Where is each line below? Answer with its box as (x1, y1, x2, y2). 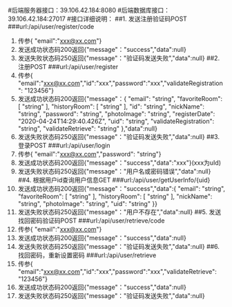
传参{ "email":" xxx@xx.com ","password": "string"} (17, 150, 162, 158)
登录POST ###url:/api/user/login (17, 141, 110, 149)
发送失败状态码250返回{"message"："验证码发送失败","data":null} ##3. (17, 133, 220, 140)
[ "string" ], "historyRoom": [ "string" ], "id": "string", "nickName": (17, 102, 204, 111)
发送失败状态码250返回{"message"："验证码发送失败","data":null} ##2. (17, 54, 220, 62)
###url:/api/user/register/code (8, 23, 95, 30)
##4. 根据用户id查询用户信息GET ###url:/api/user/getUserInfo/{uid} (17, 176, 211, 184)
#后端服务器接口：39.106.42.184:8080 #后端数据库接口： (8, 6, 171, 14)
